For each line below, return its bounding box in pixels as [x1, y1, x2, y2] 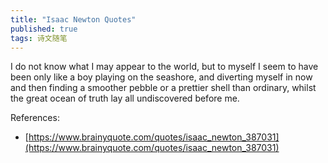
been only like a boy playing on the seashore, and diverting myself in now [10, 71, 313, 83]
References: [10, 112, 60, 124]
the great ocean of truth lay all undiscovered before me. [10, 92, 240, 105]
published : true [10, 24, 78, 34]
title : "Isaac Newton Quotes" [10, 14, 137, 25]
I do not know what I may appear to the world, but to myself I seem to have [10, 61, 319, 73]
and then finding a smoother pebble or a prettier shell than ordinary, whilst [10, 82, 317, 94]
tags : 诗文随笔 [10, 33, 68, 43]
